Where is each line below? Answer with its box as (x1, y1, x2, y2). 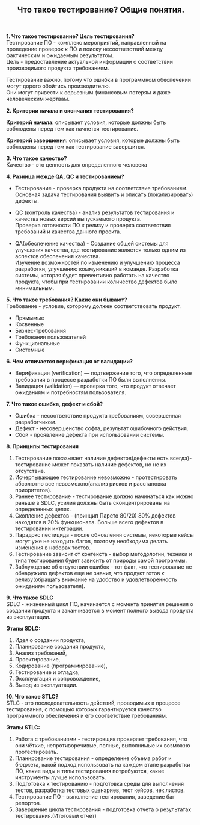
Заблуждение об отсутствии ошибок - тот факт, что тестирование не (14, 563, 192, 570)
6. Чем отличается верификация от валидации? (6, 357, 133, 365)
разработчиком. (14, 418, 57, 425)
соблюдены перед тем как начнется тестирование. (6, 125, 138, 132)
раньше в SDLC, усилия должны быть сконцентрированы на (14, 499, 170, 506)
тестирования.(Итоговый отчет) (14, 812, 97, 819)
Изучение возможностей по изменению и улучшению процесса (14, 259, 180, 266)
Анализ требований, (14, 649, 67, 657)
